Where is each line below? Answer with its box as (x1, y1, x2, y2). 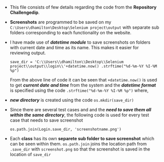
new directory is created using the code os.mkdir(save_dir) (9, 97, 134, 103)
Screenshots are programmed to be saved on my (9, 19, 112, 25)
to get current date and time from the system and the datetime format (9, 82, 156, 88)
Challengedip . (9, 9, 40, 15)
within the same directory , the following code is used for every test (9, 112, 149, 118)
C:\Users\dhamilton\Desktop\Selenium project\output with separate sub (9, 24, 160, 30)
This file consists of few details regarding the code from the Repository (9, 4, 157, 10)
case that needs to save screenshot (9, 117, 83, 123)
